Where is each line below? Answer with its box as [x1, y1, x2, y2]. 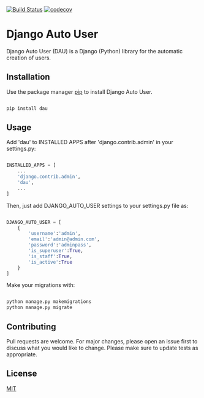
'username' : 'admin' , [28, 231, 81, 237]
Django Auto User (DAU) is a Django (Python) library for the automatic [6, 47, 183, 55]
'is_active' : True [28, 259, 72, 265]
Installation [6, 72, 50, 82]
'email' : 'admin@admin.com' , [28, 236, 100, 242]
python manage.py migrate [6, 304, 72, 311]
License [6, 369, 37, 379]
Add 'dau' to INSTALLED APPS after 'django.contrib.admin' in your [6, 139, 173, 146]
